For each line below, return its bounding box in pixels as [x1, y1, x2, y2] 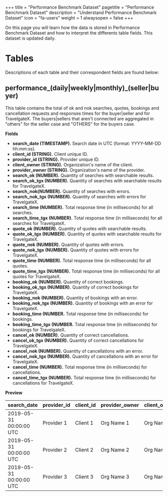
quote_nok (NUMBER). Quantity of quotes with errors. [12, 241, 125, 247]
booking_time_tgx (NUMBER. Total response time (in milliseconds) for [12, 321, 157, 327]
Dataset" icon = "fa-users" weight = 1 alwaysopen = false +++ [5, 15, 133, 21]
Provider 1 [42, 419, 67, 426]
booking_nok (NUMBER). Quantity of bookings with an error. [12, 295, 138, 301]
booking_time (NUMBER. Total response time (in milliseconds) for [12, 311, 149, 317]
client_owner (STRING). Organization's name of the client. [12, 161, 133, 167]
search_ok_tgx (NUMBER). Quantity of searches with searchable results [12, 177, 162, 183]
